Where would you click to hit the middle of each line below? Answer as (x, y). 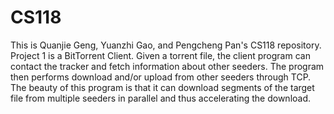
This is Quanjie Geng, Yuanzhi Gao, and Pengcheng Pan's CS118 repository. (166, 45)
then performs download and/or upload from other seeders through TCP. (161, 77)
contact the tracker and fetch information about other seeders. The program (167, 66)
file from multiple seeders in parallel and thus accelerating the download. (161, 98)
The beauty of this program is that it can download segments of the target (162, 87)
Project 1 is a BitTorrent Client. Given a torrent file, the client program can (160, 55)
